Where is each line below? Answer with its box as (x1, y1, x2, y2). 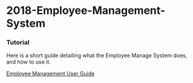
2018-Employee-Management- (6, 4, 166, 18)
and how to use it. (6, 58, 51, 65)
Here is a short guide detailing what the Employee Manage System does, (6, 52, 188, 59)
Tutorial (6, 38, 30, 47)
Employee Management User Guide (6, 70, 95, 78)
